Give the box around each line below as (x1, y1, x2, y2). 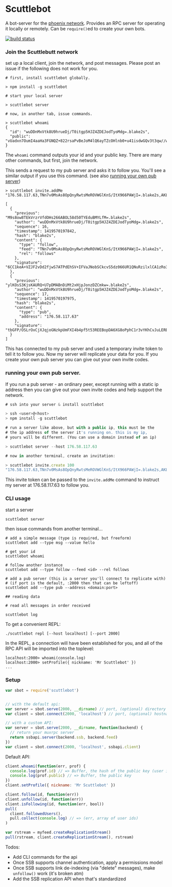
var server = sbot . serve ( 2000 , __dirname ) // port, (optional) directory (5, 706, 166, 712)
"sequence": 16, (14, 224, 50, 229)
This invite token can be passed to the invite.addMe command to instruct (5, 476, 160, 483)
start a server (5, 507, 34, 513)
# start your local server (5, 94, 63, 99)
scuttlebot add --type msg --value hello (5, 540, 95, 545)
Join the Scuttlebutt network (5, 48, 78, 56)
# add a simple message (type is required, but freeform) (5, 535, 132, 541)
